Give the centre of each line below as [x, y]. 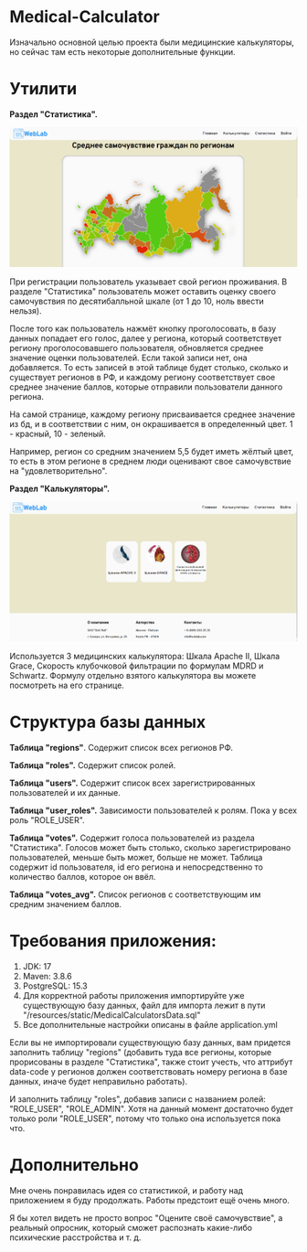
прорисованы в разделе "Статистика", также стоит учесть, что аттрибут [151, 1062]
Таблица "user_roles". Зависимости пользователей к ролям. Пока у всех [153, 810]
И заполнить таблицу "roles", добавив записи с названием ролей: [138, 1098]
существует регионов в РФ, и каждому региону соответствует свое [143, 377]
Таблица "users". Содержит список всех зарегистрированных [132, 783]
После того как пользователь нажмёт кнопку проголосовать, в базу [143, 328]
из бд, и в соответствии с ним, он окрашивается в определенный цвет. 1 [152, 423]
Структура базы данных [108, 722]
